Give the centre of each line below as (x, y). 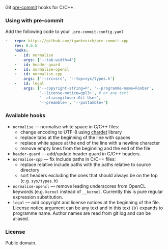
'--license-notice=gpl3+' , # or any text (84, 93)
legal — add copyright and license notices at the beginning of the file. (86, 202)
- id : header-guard (37, 65)
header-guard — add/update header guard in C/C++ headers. (77, 154)
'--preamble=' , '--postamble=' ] (74, 102)
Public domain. (21, 243)
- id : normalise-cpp (38, 74)
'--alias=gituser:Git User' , (70, 98)
